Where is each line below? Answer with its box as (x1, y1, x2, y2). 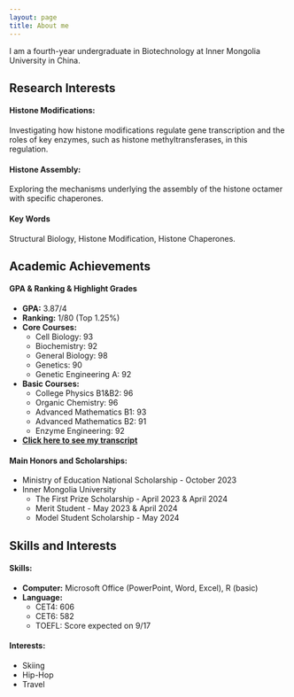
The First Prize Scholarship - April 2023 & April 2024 (35, 493, 228, 505)
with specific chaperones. (9, 193, 104, 204)
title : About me (9, 21, 69, 30)
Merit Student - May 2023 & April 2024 (35, 503, 179, 514)
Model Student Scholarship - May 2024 (35, 513, 180, 523)
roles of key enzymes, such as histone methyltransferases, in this (9, 135, 248, 145)
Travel (21, 679, 46, 690)
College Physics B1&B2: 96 (35, 388, 134, 399)
